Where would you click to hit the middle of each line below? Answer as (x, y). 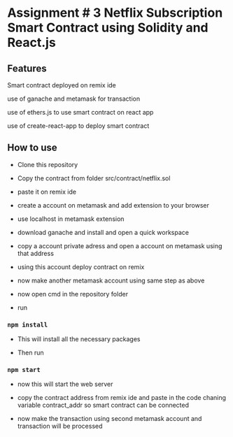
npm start (24, 370)
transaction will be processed (60, 426)
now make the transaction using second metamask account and (110, 419)
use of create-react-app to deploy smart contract (78, 126)
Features (27, 68)
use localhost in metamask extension (71, 219)
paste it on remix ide (47, 192)
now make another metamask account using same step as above (111, 280)
